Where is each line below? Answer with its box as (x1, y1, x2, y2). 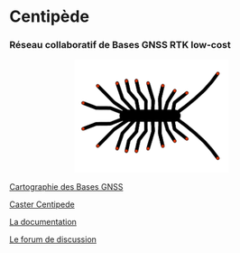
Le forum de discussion (9, 234, 97, 245)
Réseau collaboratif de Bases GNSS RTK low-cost (9, 39, 232, 52)
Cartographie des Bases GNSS (9, 182, 124, 192)
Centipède (9, 6, 90, 27)
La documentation (9, 217, 77, 228)
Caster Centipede (9, 199, 75, 210)
